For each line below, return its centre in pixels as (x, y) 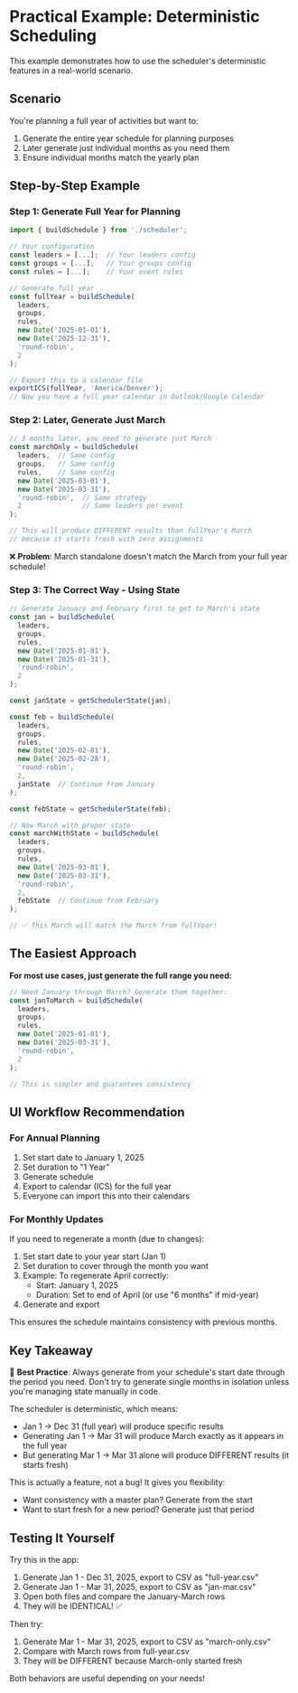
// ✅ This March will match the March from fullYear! (113, 926)
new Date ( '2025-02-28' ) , (64, 759)
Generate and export (61, 1304)
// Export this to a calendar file (76, 380)
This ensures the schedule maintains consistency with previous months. (143, 1322)
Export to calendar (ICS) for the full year (97, 1187)
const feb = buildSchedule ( (62, 717)
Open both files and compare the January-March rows (124, 1596)
